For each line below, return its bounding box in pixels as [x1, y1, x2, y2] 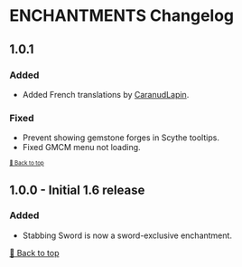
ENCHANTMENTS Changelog [9, 5, 235, 26]
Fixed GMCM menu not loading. [22, 142, 142, 153]
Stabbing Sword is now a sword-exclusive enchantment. [22, 230, 233, 241]
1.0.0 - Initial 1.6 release [9, 182, 145, 197]
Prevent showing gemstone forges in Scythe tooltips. [22, 132, 219, 143]
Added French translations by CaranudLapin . [22, 89, 190, 100]
